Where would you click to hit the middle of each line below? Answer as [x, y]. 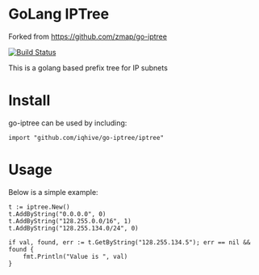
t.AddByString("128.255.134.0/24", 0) [73, 228]
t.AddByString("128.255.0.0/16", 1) [70, 221]
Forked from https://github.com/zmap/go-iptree [88, 36]
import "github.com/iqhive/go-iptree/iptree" [86, 137]
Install [29, 101]
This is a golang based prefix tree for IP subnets [88, 68]
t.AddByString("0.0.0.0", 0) [57, 214]
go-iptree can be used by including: [68, 123]
